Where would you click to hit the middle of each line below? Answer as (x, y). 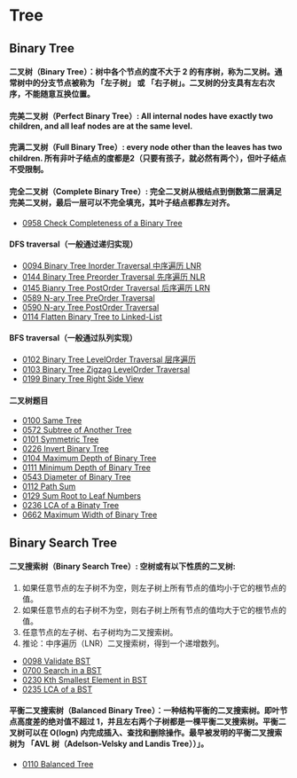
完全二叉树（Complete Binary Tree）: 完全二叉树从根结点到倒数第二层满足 (145, 191)
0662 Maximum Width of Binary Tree (90, 515)
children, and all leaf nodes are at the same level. (101, 126)
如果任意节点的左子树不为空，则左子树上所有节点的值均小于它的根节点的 (154, 587)
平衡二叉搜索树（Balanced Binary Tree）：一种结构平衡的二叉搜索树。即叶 (145, 711)
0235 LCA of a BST (57, 689)
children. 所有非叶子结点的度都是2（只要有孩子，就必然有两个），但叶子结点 (148, 158)
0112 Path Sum (49, 487)
